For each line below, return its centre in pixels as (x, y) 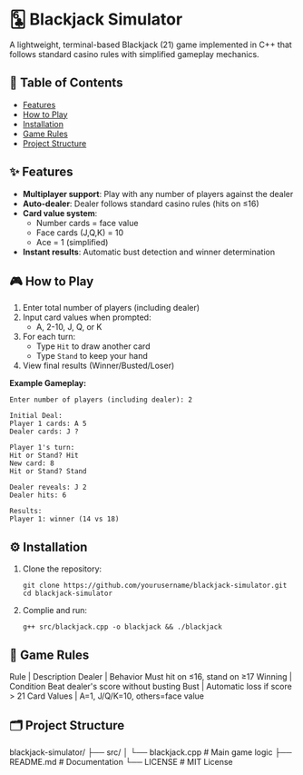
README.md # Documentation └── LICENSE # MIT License (121, 761)
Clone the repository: (62, 569)
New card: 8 (32, 463)
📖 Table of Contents (66, 83)
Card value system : (60, 213)
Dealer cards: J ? (44, 432)
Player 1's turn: (42, 448)
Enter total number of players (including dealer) (111, 308)
